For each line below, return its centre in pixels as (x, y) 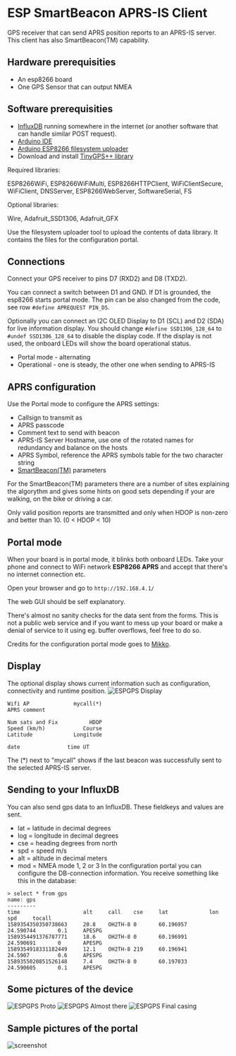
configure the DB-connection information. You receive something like (118, 873)
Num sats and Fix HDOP (55, 722)
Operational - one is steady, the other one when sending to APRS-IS (116, 364)
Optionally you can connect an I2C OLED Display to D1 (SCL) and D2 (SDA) (116, 321)
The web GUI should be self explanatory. (66, 601)
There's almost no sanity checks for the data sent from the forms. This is (113, 615)
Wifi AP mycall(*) (55, 704)
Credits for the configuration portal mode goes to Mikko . (89, 644)
